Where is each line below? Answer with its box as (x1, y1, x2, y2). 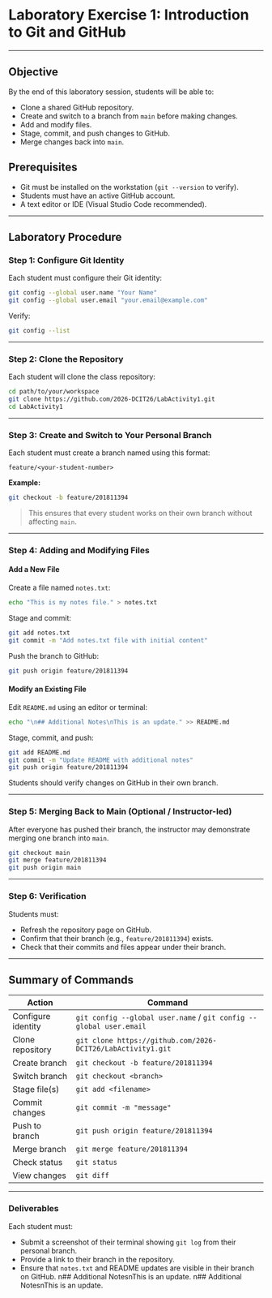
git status (75, 1158, 117, 1167)
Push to (12, 1120, 42, 1132)
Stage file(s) (12, 1084, 59, 1095)
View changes (12, 1170, 66, 1181)
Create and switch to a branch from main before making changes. (19, 111, 239, 121)
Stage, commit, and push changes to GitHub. (19, 128, 170, 138)
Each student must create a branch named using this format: (8, 448, 210, 458)
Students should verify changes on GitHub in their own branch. (8, 778, 219, 788)
